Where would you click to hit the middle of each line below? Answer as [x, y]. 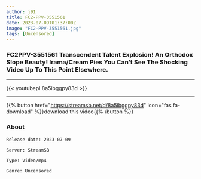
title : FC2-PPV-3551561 [36, 17]
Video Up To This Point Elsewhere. [57, 70]
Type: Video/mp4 [26, 161]
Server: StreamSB [28, 150]
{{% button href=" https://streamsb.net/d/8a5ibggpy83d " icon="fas [89, 106]
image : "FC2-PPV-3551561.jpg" [44, 28]
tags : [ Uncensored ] [31, 34]
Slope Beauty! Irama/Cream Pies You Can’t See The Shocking [97, 62]
